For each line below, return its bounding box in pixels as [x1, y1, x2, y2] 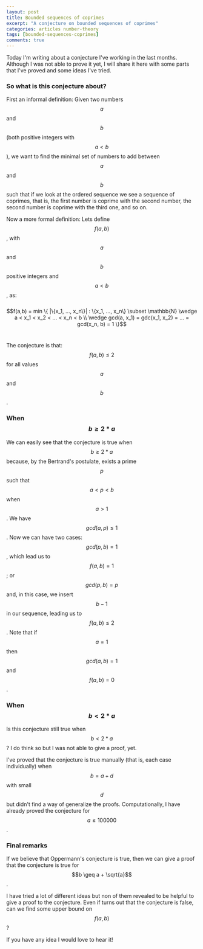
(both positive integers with [6, 134, 75, 141]
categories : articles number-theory [6, 26, 99, 32]
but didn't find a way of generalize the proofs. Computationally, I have [6, 801, 181, 808]
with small [6, 781, 32, 788]
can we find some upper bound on [6, 905, 93, 912]
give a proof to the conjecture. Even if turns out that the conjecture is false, [6, 899, 194, 906]
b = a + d [90, 772, 114, 779]
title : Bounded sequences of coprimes [6, 15, 104, 21]
